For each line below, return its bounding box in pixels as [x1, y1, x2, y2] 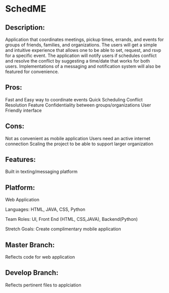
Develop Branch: [5, 268, 59, 277]
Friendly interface [5, 107, 42, 113]
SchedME [5, 3, 46, 15]
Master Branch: [5, 241, 55, 249]
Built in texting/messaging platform [5, 168, 78, 174]
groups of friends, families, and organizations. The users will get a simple [5, 42, 157, 48]
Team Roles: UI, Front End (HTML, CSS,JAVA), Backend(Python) [5, 216, 138, 222]
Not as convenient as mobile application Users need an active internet [5, 135, 151, 141]
